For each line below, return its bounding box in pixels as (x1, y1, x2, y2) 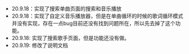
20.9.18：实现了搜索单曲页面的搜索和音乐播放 (11, 5, 122, 12)
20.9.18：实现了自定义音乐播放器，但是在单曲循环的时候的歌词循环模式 (11, 12, 184, 19)
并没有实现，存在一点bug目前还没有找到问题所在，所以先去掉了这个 (11, 20, 176, 26)
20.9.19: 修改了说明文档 (11, 42, 69, 49)
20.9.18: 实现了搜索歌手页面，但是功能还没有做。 (11, 35, 130, 41)
